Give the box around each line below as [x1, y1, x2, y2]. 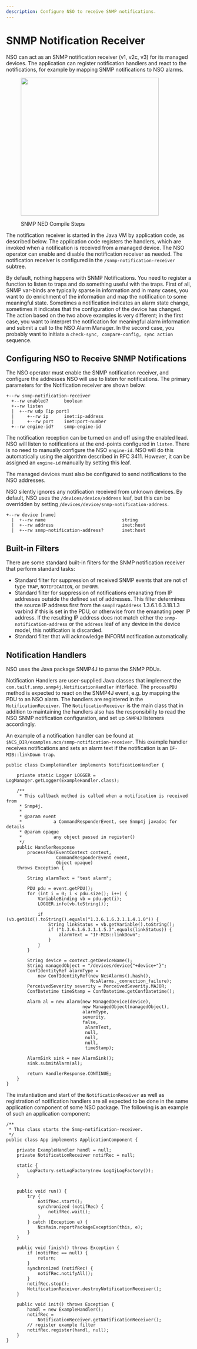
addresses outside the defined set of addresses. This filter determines [14, 595, 185, 602]
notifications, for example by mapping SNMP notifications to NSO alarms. [6, 66, 184, 73]
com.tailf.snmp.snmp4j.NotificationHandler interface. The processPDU [6, 683, 178, 690]
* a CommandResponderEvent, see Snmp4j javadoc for [19, 819, 178, 825]
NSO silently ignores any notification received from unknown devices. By [6, 488, 183, 496]
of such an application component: [6, 1110, 91, 1117]
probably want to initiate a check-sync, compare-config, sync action [6, 330, 173, 337]
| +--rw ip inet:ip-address [11, 414, 104, 420]
